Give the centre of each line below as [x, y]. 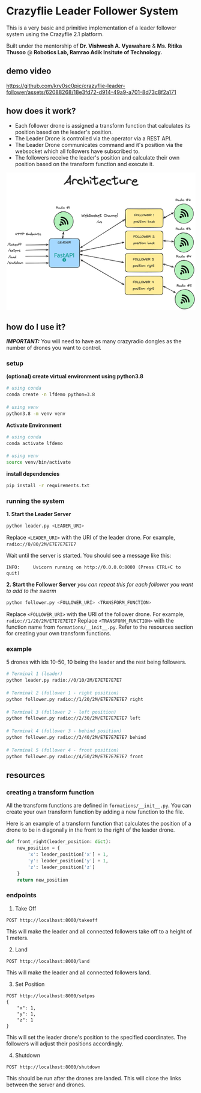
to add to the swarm [31, 591]
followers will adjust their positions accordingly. [65, 1044]
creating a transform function [50, 792]
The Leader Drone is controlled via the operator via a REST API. [93, 138]
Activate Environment [34, 425]
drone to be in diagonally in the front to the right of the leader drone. [91, 830]
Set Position [30, 984]
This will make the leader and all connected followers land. [79, 972]
